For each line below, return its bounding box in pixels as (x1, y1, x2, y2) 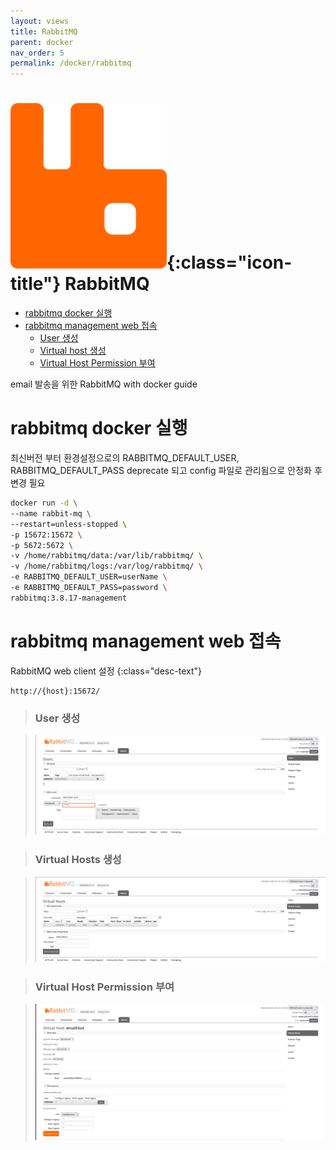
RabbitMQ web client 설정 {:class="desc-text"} (10, 665, 202, 677)
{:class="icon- (166, 251, 293, 274)
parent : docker (10, 37, 74, 47)
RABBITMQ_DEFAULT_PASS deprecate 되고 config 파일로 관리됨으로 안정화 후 (10, 465, 323, 476)
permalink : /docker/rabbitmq (10, 58, 132, 69)
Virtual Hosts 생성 (34, 853, 122, 867)
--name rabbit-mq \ (10, 508, 92, 519)
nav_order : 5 (10, 48, 65, 58)
